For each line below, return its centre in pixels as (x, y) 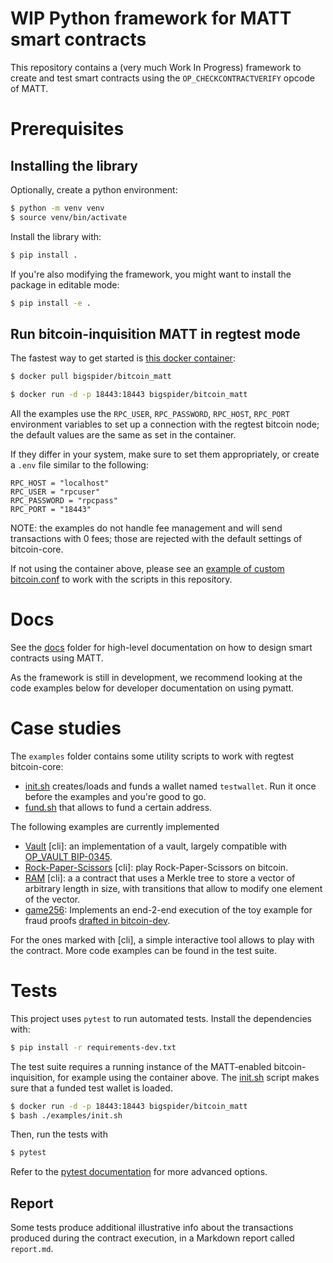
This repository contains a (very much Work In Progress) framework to (156, 67)
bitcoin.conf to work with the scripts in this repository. (121, 579)
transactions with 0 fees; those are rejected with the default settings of (156, 538)
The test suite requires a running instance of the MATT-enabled (141, 1066)
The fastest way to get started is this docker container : (123, 358)
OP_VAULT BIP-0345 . (68, 856)
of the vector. (52, 899)
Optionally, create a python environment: (94, 189)
